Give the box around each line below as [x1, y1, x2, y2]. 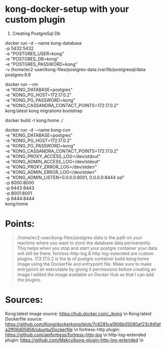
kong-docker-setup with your [5, 3, 129, 15]
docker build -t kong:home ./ [5, 117, 63, 123]
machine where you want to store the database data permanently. [17, 240, 152, 246]
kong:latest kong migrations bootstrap [5, 108, 83, 114]
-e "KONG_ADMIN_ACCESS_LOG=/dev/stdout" [5, 158, 100, 164]
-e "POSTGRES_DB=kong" [5, 56, 59, 62]
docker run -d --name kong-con [5, 127, 71, 133]
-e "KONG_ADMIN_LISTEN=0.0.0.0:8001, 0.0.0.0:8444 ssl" [5, 174, 125, 180]
